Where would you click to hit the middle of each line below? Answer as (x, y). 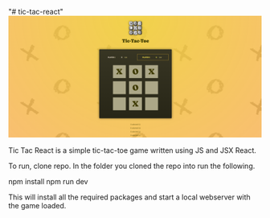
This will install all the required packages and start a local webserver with (129, 197)
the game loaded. (37, 206)
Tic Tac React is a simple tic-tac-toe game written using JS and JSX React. (133, 150)
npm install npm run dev (48, 182)
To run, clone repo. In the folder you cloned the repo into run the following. (132, 166)
